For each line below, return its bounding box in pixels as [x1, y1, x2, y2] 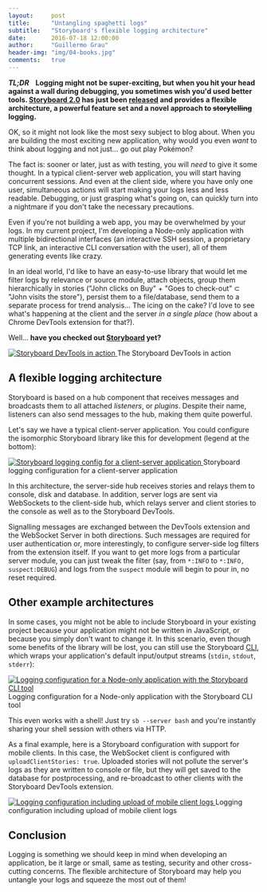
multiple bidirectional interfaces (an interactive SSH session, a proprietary [8, 234, 251, 244]
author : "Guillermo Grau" [8, 41, 109, 49]
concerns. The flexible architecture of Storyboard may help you [33, 867, 241, 876]
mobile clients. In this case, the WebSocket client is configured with [8, 748, 230, 757]
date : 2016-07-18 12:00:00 [8, 33, 120, 42]
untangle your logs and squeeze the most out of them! [8, 875, 187, 885]
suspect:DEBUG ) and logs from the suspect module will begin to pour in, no [8, 564, 249, 573]
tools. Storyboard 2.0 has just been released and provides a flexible [8, 95, 238, 104]
